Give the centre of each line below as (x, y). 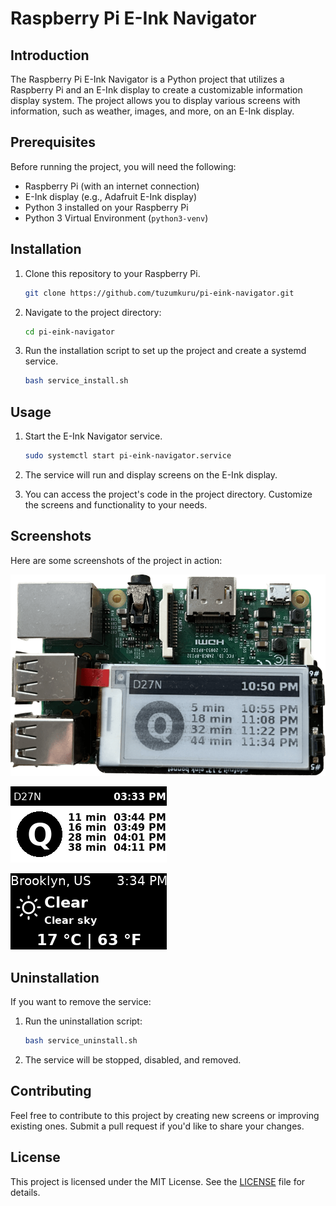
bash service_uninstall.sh (81, 1041)
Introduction (50, 55)
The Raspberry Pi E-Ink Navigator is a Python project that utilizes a (147, 79)
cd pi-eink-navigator (69, 332)
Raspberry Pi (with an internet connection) (112, 186)
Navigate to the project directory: (93, 312)
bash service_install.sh (76, 381)
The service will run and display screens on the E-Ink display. (151, 474)
